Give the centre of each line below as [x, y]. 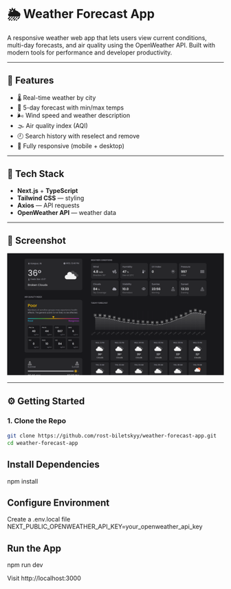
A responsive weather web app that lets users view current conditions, [107, 38]
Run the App [34, 548]
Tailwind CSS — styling [51, 198]
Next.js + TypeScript [47, 190]
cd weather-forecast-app [43, 443]
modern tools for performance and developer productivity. [90, 52]
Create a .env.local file [39, 519]
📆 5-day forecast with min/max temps [70, 107]
